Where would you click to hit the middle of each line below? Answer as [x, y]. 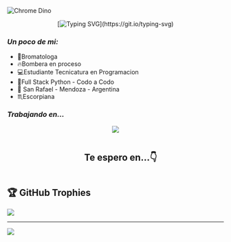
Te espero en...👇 [121, 157]
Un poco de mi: [33, 41]
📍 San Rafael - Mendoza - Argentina [68, 89]
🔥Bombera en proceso [49, 64]
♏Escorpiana [36, 97]
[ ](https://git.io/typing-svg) [115, 24]
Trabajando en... [36, 115]
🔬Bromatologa [37, 57]
